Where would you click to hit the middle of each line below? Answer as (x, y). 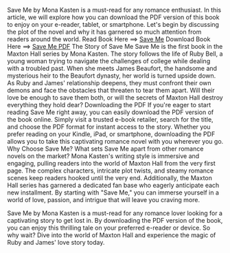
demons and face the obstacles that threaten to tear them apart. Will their (111, 90)
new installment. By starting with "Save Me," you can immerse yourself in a (113, 192)
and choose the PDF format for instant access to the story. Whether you (109, 127)
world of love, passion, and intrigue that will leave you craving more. (104, 200)
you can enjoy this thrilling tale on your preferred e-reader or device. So (109, 228)
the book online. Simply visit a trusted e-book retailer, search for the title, (111, 119)
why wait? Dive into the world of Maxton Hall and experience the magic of (112, 235)
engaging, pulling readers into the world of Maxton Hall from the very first (112, 163)
